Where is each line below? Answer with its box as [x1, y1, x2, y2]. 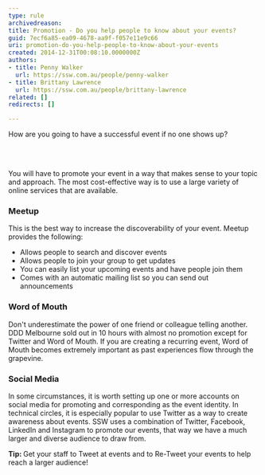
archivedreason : [8, 19, 62, 27]
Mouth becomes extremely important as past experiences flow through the [8, 344, 254, 355]
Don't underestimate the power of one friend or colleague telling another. [8, 320, 248, 329]
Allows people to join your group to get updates [19, 256, 177, 265]
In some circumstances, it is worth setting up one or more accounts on [8, 391, 240, 401]
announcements [19, 281, 73, 291]
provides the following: [8, 232, 84, 241]
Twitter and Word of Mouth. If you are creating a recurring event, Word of [8, 336, 249, 346]
